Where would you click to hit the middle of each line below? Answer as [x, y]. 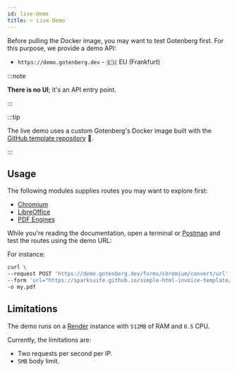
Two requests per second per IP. [65, 353]
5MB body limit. [38, 361]
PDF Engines [36, 220]
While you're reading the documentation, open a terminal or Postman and [114, 233]
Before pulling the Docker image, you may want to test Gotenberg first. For [116, 40]
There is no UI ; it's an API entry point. [62, 90]
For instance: [26, 254]
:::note [17, 76]
